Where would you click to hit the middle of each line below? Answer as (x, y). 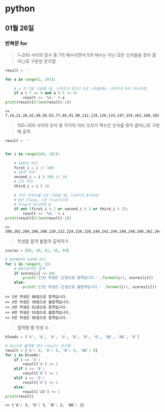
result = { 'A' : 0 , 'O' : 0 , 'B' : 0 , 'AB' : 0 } (51, 350)
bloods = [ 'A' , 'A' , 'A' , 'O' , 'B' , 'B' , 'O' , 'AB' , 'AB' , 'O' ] (72, 337)
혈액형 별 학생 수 (33, 328)
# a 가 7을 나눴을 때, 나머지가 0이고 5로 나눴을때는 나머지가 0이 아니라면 (80, 89)
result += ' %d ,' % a (44, 98)
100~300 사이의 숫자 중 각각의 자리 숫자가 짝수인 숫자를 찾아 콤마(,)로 (84, 125)
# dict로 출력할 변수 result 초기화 (38, 346)
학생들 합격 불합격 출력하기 (43, 241)
